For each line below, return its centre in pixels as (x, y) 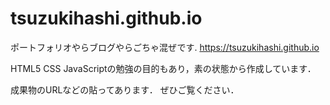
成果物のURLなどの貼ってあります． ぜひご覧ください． (125, 89)
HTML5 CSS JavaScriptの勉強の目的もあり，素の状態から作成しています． (163, 68)
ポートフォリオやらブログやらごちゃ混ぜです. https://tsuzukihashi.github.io (165, 47)
